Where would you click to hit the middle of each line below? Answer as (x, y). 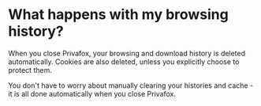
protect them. (30, 70)
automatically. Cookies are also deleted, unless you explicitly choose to (124, 62)
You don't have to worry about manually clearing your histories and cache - (131, 85)
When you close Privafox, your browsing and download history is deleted (127, 53)
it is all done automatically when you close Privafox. (92, 93)
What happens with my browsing (118, 15)
